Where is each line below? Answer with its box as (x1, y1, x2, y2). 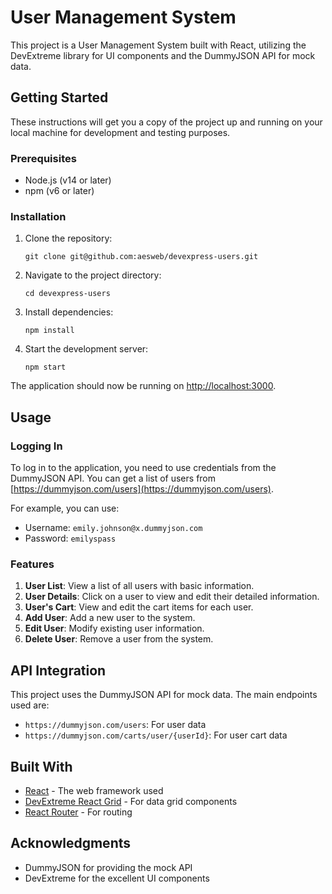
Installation (10, 209, 67, 223)
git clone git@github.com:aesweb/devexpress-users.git (24, 252, 259, 262)
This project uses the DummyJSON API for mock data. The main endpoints (10, 689, 318, 701)
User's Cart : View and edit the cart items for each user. (24, 601, 254, 613)
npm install (24, 326, 75, 336)
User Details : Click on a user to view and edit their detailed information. (24, 591, 320, 603)
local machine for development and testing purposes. (10, 126, 231, 138)
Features (10, 557, 55, 571)
